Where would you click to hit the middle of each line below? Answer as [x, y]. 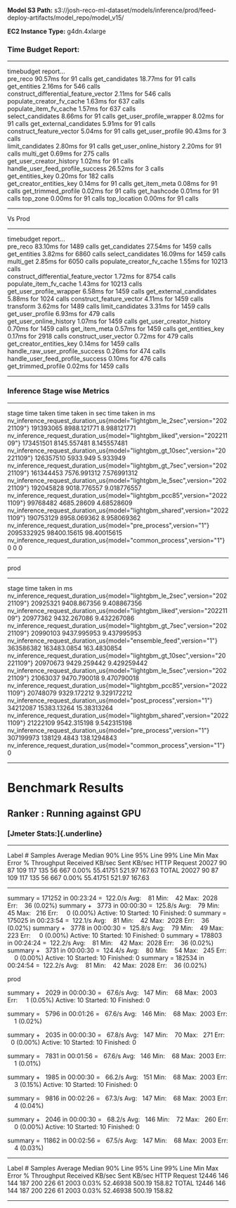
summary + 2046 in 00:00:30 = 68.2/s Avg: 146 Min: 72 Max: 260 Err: [118, 1119]
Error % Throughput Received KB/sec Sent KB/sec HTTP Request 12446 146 [118, 1176]
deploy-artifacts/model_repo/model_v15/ [66, 18]
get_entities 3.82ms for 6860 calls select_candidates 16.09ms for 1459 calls [117, 254]
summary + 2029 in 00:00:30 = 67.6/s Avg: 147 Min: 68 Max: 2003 [112, 993]
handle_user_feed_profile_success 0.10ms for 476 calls [87, 359]
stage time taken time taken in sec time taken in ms [81, 413]
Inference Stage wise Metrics [59, 391]
